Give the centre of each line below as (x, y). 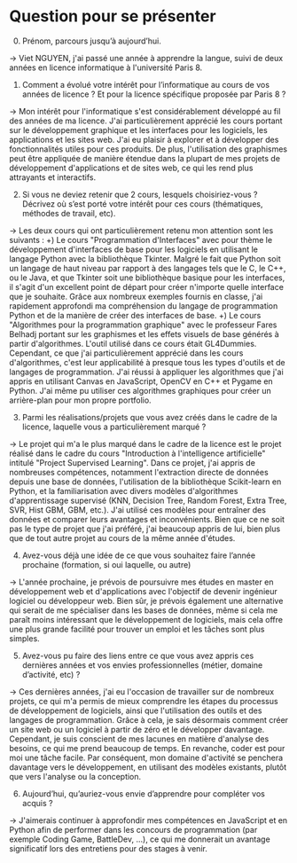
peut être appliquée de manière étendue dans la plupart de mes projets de (145, 158)
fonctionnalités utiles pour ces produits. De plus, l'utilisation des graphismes (148, 149)
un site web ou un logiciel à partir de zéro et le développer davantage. (137, 729)
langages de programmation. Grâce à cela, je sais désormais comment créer (149, 719)
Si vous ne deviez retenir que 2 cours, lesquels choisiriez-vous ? (140, 194)
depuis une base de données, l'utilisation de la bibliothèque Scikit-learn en (145, 482)
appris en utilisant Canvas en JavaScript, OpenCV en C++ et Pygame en (141, 381)
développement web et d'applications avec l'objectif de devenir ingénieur (143, 591)
